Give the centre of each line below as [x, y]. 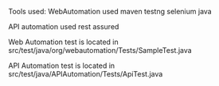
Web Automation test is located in [64, 42]
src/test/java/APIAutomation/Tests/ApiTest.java [86, 74]
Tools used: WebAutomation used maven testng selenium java [110, 11]
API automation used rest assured [64, 26]
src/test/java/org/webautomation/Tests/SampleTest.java [100, 50]
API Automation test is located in [62, 65]
